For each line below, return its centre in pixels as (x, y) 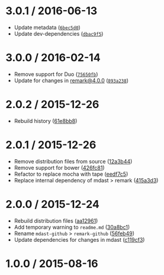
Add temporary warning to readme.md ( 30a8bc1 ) (72, 227)
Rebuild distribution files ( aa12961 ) (56, 220)
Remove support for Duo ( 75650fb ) (56, 74)
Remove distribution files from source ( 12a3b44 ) (73, 161)
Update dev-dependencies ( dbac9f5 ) (59, 33)
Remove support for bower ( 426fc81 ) (59, 167)
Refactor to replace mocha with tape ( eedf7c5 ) (71, 174)
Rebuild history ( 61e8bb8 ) (46, 121)
